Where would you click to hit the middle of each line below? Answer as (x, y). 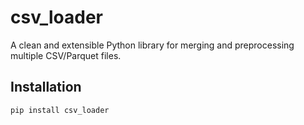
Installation (46, 87)
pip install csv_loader (60, 110)
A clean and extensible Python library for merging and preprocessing (152, 45)
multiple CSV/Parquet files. (66, 55)
